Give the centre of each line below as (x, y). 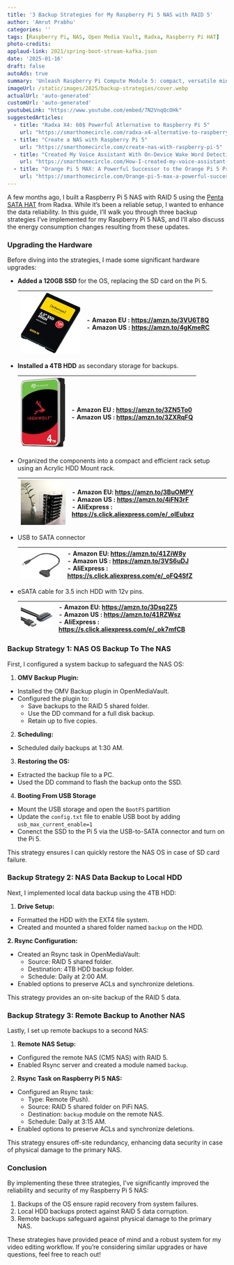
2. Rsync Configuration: (42, 940)
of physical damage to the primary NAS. (65, 1150)
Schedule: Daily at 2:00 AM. (68, 976)
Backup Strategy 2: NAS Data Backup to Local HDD (95, 877)
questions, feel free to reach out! (54, 1255)
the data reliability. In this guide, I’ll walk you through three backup (102, 212)
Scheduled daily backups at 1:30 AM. (70, 747)
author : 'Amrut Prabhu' (42, 22)
